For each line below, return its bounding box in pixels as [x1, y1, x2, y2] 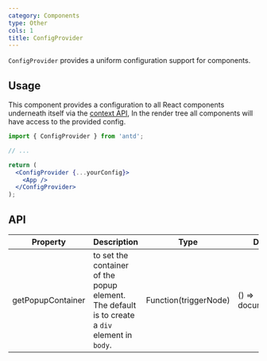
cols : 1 [8, 26, 34, 34]
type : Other [8, 19, 48, 27]
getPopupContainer [12, 295, 86, 305]
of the [92, 270, 115, 281]
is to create [92, 310, 135, 320]
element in [92, 330, 133, 340]
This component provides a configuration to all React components [8, 100, 225, 110]
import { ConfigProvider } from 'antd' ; [8, 132, 145, 140]
